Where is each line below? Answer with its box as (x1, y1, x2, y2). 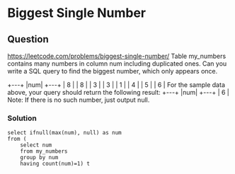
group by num (20, 154, 59, 161)
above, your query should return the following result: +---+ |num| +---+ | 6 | (7, 88, 230, 96)
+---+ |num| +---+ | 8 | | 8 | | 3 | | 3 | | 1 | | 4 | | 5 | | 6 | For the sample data (7, 81, 225, 89)
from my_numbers (20, 148, 69, 155)
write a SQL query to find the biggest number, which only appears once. (7, 67, 218, 75)
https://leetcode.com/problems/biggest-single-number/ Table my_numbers (7, 52, 227, 60)
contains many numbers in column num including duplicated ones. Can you (7, 59, 227, 68)
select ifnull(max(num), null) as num (7, 129, 122, 137)
